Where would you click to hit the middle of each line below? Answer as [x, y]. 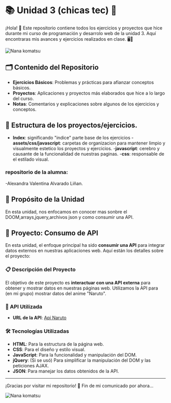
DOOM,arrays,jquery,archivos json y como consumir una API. [69, 217]
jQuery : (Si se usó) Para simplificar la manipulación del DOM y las [82, 360]
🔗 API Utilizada [24, 306]
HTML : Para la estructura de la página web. [58, 344]
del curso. [23, 98]
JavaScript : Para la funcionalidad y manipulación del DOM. [75, 355]
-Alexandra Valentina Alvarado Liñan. [44, 183]
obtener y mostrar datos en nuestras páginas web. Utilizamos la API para [82, 288]
